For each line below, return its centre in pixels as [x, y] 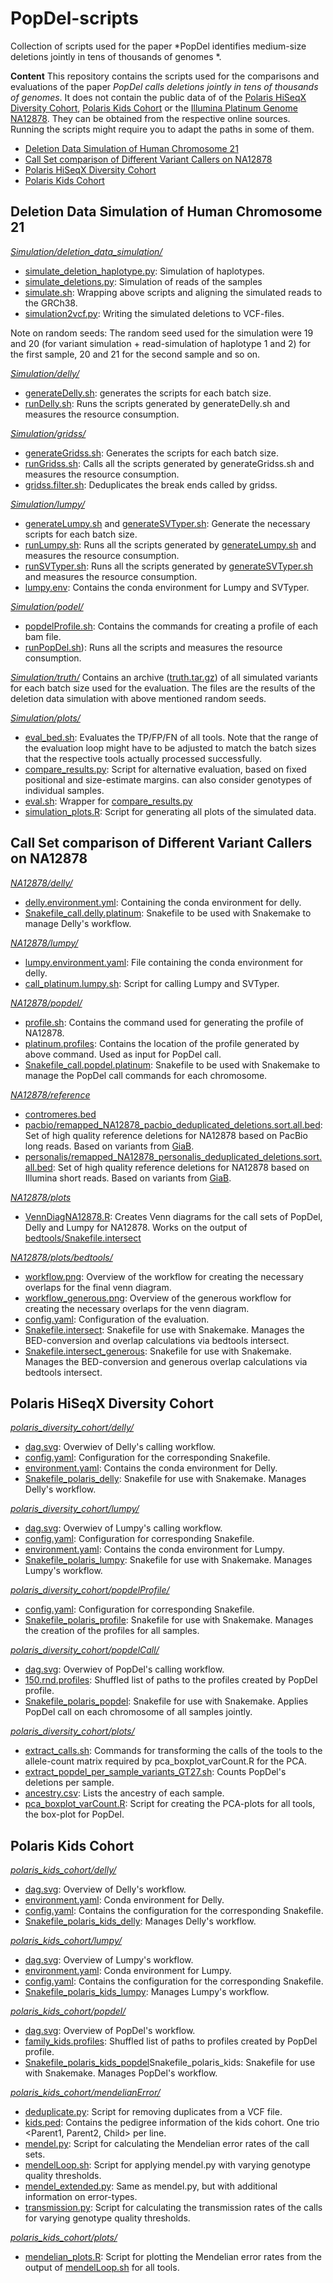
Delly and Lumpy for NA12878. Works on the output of [136, 1227]
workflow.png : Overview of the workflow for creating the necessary [164, 1276]
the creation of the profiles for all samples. [112, 1631]
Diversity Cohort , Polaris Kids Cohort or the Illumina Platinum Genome [154, 108]
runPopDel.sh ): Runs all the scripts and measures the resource [153, 647]
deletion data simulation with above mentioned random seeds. [138, 698]
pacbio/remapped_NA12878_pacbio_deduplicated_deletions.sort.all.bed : [173, 1124]
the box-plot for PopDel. [74, 1814]
